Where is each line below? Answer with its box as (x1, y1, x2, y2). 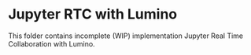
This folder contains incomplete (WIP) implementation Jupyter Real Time (8, 31, 244, 40)
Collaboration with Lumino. (8, 39, 96, 48)
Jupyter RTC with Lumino (8, 5, 178, 23)
